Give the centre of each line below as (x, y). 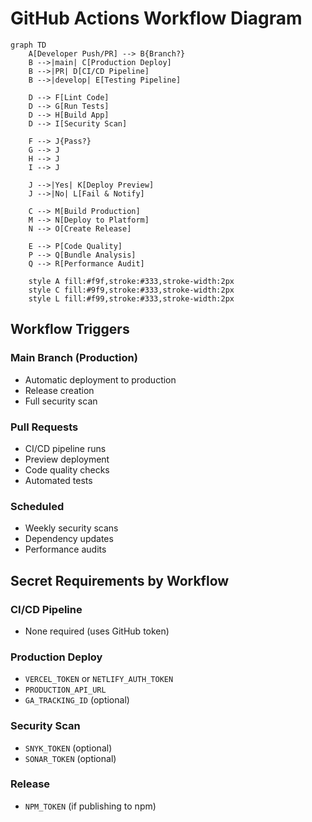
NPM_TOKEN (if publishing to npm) (90, 806)
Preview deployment (67, 459)
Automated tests (58, 480)
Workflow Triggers (70, 329)
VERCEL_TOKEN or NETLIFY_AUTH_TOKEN (99, 679)
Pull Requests (44, 427)
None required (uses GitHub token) (97, 631)
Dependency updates (69, 539)
